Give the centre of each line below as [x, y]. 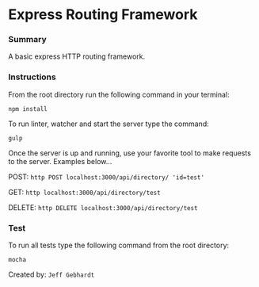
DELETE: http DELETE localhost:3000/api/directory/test [103, 207]
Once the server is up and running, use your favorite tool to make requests [130, 153]
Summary [28, 40]
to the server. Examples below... [60, 161]
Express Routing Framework [103, 15]
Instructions [32, 77]
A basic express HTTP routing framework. [76, 56]
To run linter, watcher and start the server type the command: [109, 124]
